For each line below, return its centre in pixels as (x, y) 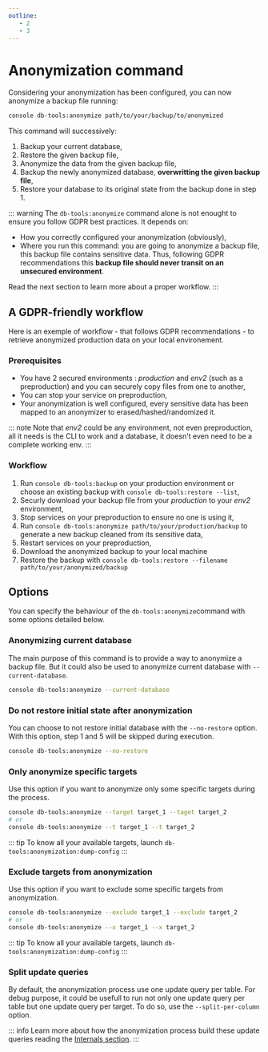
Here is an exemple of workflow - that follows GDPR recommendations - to (131, 331)
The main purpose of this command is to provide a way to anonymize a (125, 657)
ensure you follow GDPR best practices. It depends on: (99, 222)
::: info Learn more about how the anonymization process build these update (134, 1030)
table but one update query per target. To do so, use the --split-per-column (134, 1006)
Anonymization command (96, 70)
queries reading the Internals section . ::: (74, 1038)
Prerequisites (35, 360)
